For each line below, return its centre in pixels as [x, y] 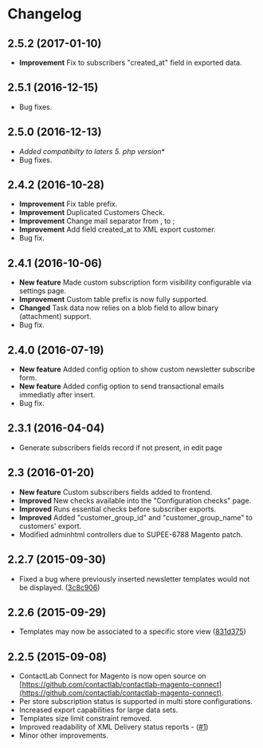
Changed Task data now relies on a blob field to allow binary [119, 308]
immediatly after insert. [57, 395]
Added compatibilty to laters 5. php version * [92, 151]
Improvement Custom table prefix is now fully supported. [114, 300]
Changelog [45, 14]
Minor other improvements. [64, 735]
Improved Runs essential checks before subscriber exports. [118, 509]
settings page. [43, 291]
